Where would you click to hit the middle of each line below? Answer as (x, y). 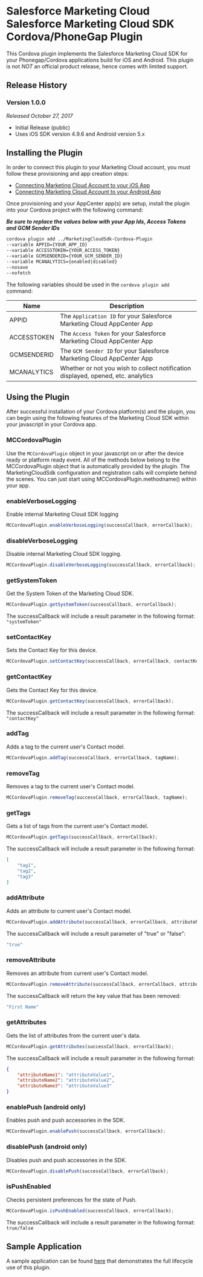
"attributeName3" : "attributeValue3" (65, 1086)
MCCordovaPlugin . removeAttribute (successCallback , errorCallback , (92, 984)
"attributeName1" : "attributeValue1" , (66, 1075)
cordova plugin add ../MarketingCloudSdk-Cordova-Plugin (79, 239)
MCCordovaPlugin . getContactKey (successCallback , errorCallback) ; (90, 701)
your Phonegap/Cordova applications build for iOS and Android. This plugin (100, 60)
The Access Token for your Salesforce (113, 333)
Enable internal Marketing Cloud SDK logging (63, 514)
